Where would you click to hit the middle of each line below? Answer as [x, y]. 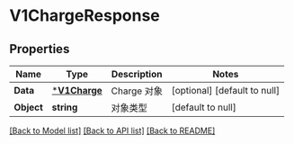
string [65, 107]
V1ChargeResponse [85, 16]
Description [137, 74]
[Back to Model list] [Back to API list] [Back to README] [112, 130]
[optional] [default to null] [226, 90]
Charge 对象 [137, 91]
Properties [40, 49]
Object [28, 107]
